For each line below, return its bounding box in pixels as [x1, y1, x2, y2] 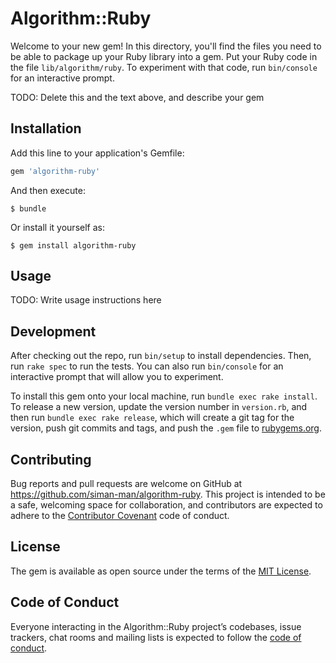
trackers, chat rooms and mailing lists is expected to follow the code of [10, 631, 302, 643]
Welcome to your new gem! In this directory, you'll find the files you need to [10, 40, 322, 52]
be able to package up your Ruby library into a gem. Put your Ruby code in [10, 50, 318, 62]
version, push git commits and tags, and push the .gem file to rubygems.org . [10, 422, 323, 434]
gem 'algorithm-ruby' [10, 166, 101, 176]
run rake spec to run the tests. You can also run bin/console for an [10, 360, 284, 372]
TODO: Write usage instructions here [10, 294, 162, 306]
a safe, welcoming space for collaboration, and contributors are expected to [10, 499, 323, 511]
